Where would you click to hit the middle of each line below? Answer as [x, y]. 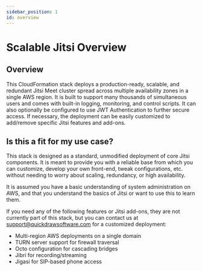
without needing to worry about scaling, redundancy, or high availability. [96, 175]
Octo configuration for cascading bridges [66, 249]
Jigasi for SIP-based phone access [58, 262]
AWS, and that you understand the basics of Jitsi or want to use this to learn [101, 193]
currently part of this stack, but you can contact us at [72, 218]
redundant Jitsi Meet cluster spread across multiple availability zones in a [97, 91]
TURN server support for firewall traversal [67, 243]
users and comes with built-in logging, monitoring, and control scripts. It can [101, 103]
